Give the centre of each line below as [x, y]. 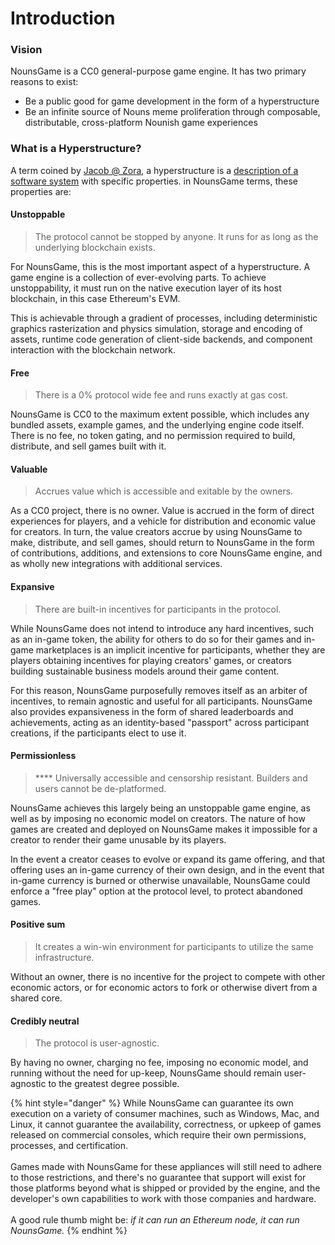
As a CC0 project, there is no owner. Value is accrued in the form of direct [162, 511]
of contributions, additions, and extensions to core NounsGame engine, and [166, 553]
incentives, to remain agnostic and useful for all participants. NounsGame [161, 701]
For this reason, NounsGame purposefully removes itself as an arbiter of [159, 690]
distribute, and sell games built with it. [88, 446]
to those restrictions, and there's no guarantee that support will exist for [158, 1178]
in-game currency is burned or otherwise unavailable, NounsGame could [160, 880]
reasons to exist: [44, 82]
